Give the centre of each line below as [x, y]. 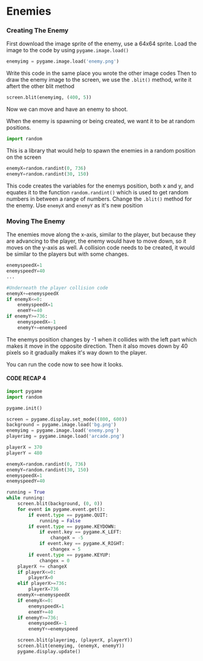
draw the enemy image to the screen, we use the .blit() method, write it [99, 80]
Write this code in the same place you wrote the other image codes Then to [101, 73]
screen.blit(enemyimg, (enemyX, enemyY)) [71, 646]
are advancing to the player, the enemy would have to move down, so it [96, 241]
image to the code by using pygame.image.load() [67, 50]
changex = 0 [54, 560]
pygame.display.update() [49, 651]
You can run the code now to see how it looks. [65, 364]
